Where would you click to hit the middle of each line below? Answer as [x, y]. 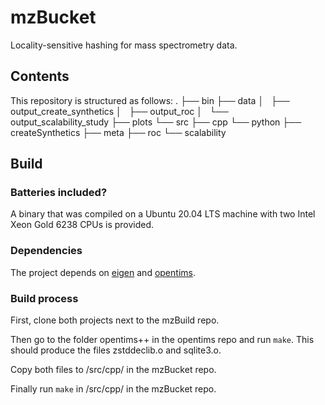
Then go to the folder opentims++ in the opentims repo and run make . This [162, 340]
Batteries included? [59, 193]
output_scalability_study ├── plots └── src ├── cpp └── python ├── [156, 122]
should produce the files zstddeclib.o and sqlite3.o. [116, 350]
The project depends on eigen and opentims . [103, 272]
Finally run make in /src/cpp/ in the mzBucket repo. [113, 389]
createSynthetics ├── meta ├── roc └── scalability [118, 132]
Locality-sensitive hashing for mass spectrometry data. [124, 45]
